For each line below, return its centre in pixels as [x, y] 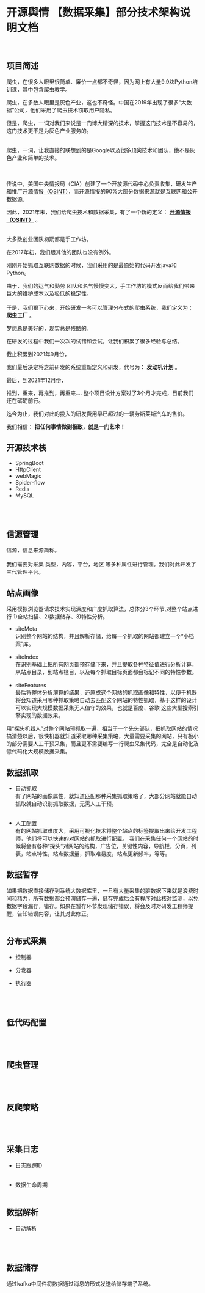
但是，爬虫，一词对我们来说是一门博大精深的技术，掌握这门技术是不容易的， [103, 123]
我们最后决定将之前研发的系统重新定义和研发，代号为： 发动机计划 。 [93, 367]
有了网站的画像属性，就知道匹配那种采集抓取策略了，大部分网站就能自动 [106, 796]
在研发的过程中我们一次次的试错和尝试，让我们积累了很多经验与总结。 [95, 341]
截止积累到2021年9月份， [38, 354]
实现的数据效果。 [42, 716]
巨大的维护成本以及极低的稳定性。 [49, 293]
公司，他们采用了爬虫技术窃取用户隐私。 [65, 110]
